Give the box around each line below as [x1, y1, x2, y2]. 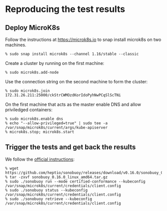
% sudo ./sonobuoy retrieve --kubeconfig [5, 196, 92, 202]
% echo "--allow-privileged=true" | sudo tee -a [5, 121, 108, 126]
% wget [5, 166, 19, 171]
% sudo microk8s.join [5, 88, 50, 93]
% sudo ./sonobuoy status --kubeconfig [5, 188, 88, 193]
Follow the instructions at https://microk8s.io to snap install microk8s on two [5, 36, 162, 42]
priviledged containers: [5, 107, 53, 113]
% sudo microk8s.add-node [5, 70, 59, 75]
